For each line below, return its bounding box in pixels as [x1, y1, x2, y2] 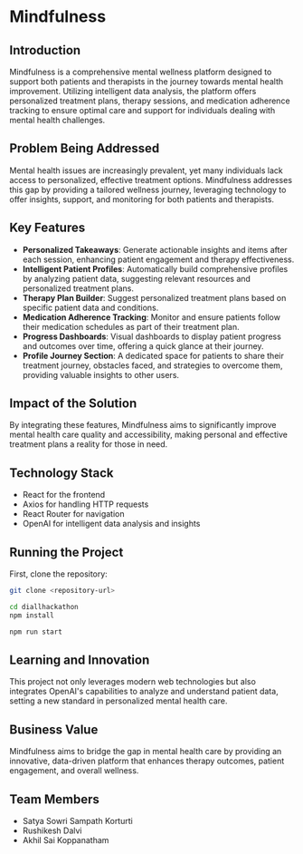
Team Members [9, 791, 99, 807]
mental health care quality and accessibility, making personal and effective [9, 429, 288, 441]
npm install [9, 610, 54, 620]
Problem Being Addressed [9, 141, 160, 156]
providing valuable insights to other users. [22, 369, 179, 380]
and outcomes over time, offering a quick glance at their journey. [22, 340, 264, 351]
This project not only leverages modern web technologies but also [9, 676, 256, 687]
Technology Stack [9, 465, 114, 480]
